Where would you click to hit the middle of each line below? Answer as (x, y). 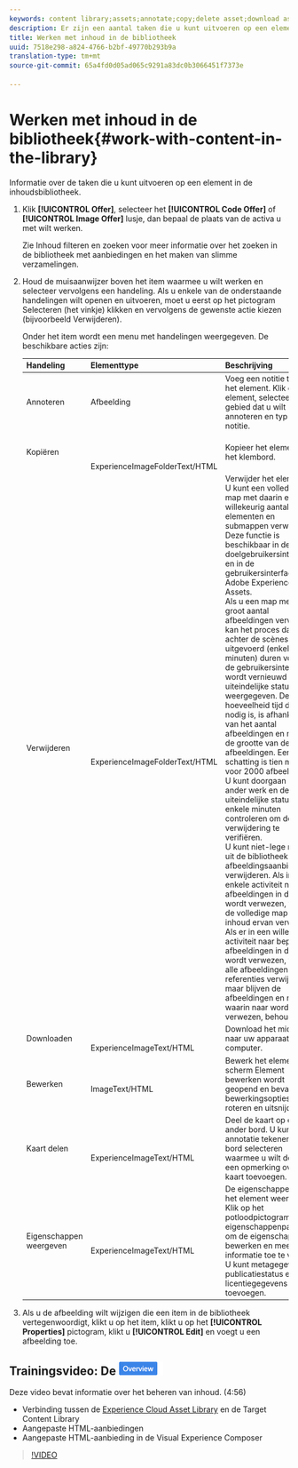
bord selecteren (254, 1148)
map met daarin (254, 498)
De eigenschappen (259, 1189)
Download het (251, 1029)
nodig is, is (244, 714)
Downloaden (49, 1039)
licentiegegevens (256, 1283)
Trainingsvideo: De (63, 1371)
